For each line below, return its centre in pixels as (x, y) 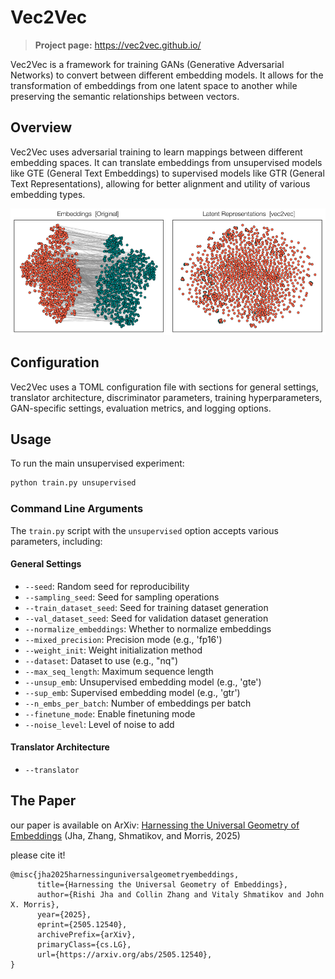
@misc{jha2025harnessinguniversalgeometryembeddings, (125, 874)
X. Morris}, (35, 904)
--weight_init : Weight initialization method (113, 650)
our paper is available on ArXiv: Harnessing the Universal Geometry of (155, 825)
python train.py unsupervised (73, 483)
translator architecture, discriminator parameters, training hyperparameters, (166, 397)
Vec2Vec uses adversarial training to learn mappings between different (156, 152)
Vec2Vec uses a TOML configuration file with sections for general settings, (164, 387)
